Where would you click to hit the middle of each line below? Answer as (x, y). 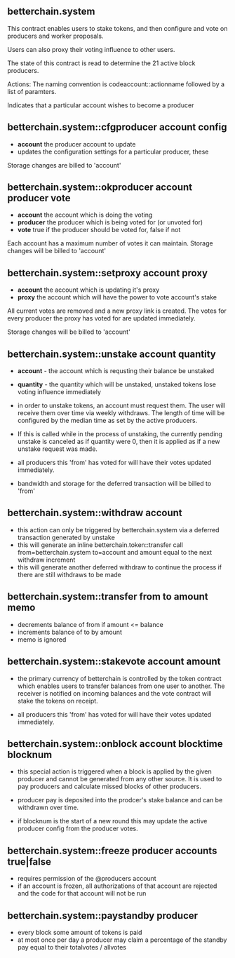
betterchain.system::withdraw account (95, 513)
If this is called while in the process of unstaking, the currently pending (120, 434)
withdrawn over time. (48, 808)
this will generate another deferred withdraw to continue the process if (120, 567)
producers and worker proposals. (55, 36)
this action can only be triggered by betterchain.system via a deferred (118, 529)
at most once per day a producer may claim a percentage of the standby (122, 940)
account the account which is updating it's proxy (88, 290)
